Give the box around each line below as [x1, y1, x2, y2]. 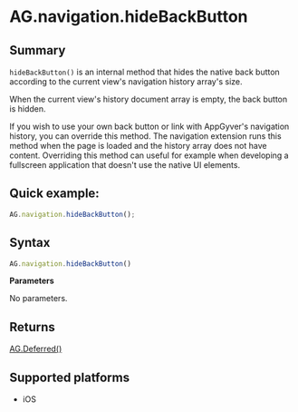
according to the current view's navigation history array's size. [9, 76, 243, 87]
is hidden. [9, 103, 46, 114]
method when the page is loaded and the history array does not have [9, 141, 267, 151]
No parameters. [9, 293, 68, 304]
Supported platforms [9, 369, 130, 385]
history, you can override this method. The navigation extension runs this [9, 131, 283, 142]
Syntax [9, 235, 51, 250]
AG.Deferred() [9, 343, 62, 355]
